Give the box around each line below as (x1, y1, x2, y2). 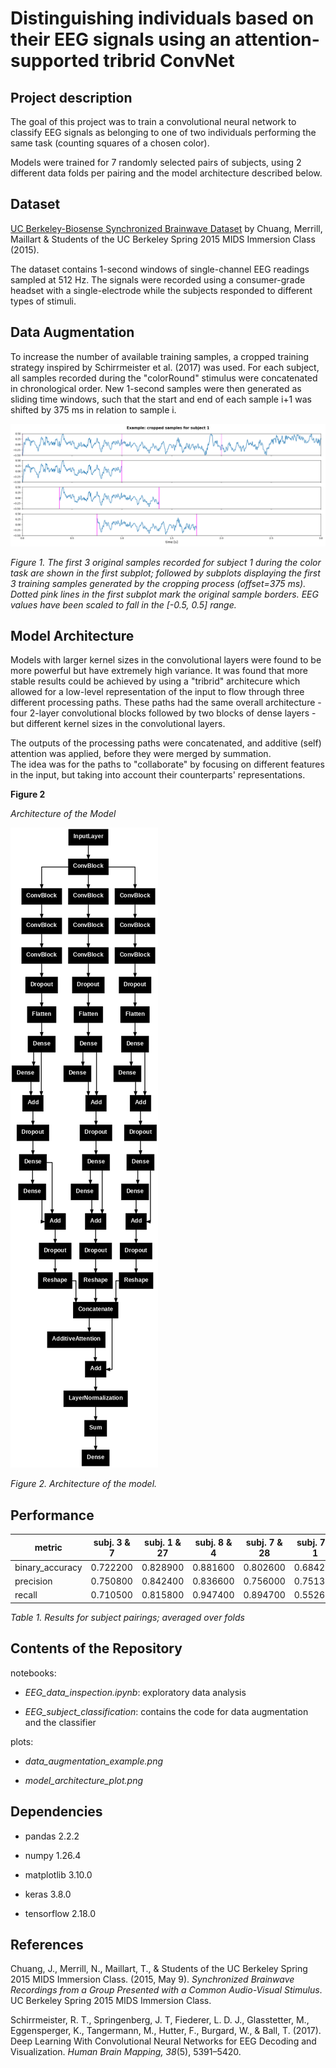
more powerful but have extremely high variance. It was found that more (10, 665, 309, 677)
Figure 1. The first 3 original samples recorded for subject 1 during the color (10, 556, 322, 568)
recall (14, 1589, 38, 1601)
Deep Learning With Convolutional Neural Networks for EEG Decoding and (10, 2035, 317, 2047)
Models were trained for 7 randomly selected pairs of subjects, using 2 (10, 157, 302, 168)
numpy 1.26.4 (24, 1849, 82, 1861)
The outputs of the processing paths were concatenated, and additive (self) (10, 737, 322, 749)
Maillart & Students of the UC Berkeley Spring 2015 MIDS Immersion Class (10, 233, 316, 245)
